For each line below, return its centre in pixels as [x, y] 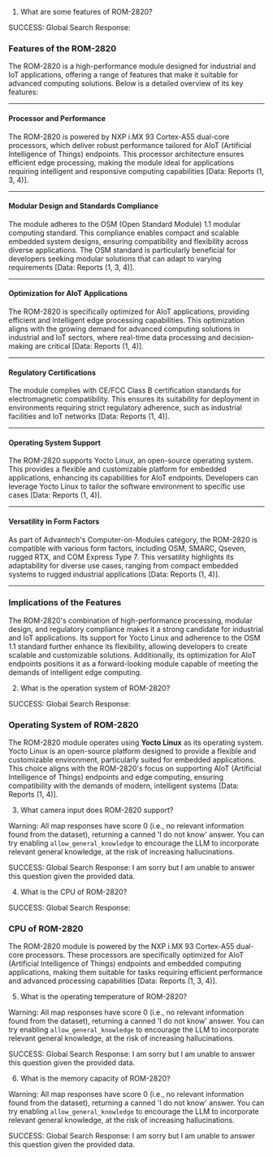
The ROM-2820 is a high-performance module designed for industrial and [132, 66]
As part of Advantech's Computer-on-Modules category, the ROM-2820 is [133, 539]
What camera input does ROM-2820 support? [97, 810]
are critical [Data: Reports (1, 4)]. [89, 346]
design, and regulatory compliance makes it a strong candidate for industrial [136, 629]
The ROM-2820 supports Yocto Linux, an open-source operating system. [131, 461]
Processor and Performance [57, 118]
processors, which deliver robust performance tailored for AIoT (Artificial [130, 145]
